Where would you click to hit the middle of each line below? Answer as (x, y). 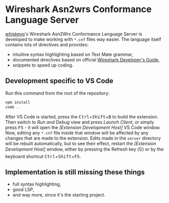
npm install (18, 102)
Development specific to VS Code (59, 81)
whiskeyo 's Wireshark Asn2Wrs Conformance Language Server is (74, 34)
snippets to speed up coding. (43, 65)
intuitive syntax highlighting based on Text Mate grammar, (73, 54)
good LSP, (23, 189)
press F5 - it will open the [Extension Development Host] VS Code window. (83, 127)
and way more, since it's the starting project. (59, 195)
